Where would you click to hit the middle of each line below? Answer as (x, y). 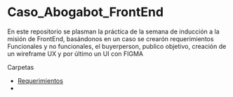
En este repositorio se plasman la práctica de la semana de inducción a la (113, 31)
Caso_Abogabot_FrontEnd (85, 12)
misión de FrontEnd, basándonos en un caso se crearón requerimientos (111, 38)
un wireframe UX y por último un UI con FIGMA (75, 54)
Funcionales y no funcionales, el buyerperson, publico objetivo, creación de (117, 46)
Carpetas (21, 67)
